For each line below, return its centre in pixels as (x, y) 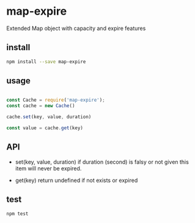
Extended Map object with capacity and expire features (76, 28)
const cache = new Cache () (41, 106)
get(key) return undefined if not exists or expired (76, 180)
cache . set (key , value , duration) (49, 117)
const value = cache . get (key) (45, 128)
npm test (17, 214)
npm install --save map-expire (46, 62)
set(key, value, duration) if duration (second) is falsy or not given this (102, 162)
